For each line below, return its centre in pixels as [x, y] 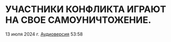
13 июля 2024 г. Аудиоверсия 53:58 [44, 34]
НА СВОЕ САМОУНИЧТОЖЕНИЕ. [78, 20]
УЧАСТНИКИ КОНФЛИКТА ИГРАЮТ [86, 9]
